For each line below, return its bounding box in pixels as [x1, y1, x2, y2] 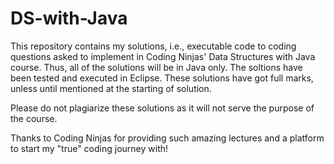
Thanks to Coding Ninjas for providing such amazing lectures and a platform [10, 132, 325, 144]
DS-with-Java [10, 7, 128, 30]
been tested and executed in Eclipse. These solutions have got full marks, [10, 72, 314, 84]
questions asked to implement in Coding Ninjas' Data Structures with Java [10, 50, 316, 62]
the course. [10, 112, 58, 124]
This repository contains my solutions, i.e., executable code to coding [10, 40, 297, 52]
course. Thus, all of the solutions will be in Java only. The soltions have [10, 61, 303, 73]
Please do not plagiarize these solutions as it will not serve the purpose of [10, 102, 315, 114]
